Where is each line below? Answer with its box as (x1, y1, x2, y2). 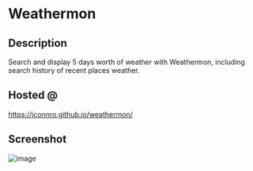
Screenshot (8, 132, 67, 146)
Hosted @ (8, 89, 58, 102)
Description (8, 36, 67, 50)
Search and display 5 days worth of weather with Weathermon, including (8, 57, 245, 66)
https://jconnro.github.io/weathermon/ (8, 109, 133, 119)
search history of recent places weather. (8, 66, 140, 75)
